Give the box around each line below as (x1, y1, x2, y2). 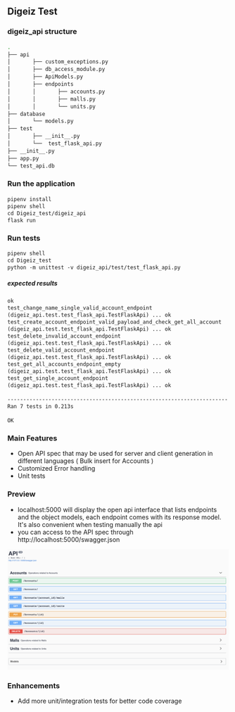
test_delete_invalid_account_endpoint (7, 333, 121, 340)
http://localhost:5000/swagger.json (17, 535, 120, 544)
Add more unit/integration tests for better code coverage (17, 697, 182, 706)
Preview (7, 489, 36, 499)
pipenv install (7, 196, 52, 203)
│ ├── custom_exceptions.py (7, 58, 109, 65)
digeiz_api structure (7, 27, 77, 37)
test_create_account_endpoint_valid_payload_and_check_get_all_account (7, 319, 222, 326)
